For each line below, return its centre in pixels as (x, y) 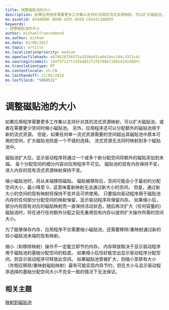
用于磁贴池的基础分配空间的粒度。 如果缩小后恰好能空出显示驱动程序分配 (81, 253)
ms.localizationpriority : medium (40, 52)
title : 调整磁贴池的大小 (28, 10)
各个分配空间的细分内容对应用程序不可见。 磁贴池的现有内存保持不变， (88, 164)
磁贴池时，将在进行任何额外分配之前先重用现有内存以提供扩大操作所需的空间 (84, 212)
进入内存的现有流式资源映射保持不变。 (45, 170)
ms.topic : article (24, 47)
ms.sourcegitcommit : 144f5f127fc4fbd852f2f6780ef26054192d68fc (73, 61)
